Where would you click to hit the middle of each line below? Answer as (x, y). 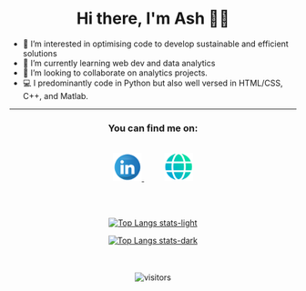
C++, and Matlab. (56, 95)
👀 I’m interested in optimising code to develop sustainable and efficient (155, 44)
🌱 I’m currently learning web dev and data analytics (119, 63)
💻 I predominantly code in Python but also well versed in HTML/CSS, (153, 83)
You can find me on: (153, 128)
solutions (40, 53)
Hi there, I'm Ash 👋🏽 (153, 19)
